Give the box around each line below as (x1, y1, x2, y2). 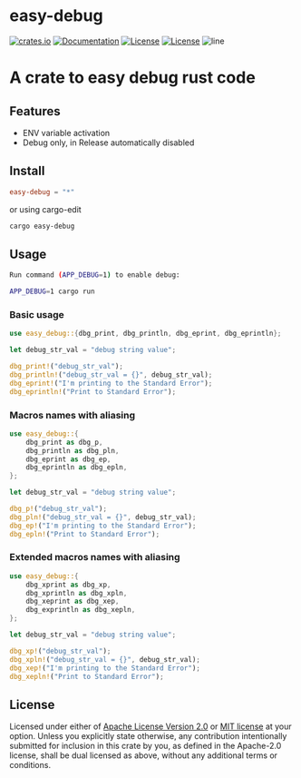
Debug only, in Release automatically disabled (22, 137, 195, 148)
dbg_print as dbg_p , (25, 438, 103, 447)
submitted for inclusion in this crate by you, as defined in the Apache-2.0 (9, 741, 282, 752)
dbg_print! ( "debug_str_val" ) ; (9, 362, 124, 371)
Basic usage (9, 308, 65, 320)
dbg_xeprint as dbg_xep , (25, 596, 120, 606)
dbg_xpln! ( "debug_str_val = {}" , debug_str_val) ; (9, 655, 201, 664)
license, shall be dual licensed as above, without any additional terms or (9, 750, 278, 761)
